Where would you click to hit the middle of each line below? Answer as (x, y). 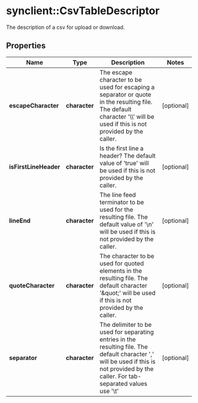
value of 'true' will (124, 163)
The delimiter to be (126, 325)
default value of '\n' (127, 224)
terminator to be (122, 202)
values (138, 384)
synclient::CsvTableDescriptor (83, 11)
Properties (26, 46)
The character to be (127, 256)
